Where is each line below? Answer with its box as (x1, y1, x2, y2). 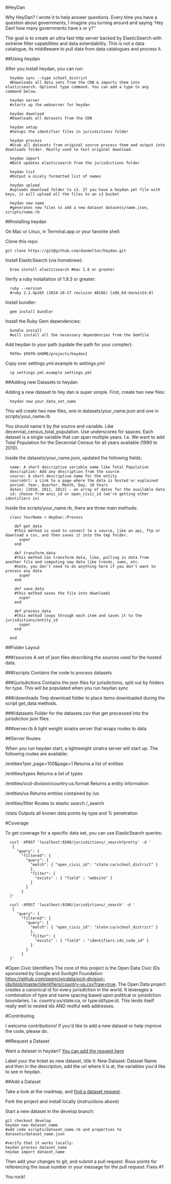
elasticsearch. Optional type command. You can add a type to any (5, 84, 149, 89)
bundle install (10, 328, 42, 333)
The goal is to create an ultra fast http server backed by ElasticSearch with (5, 35, 162, 41)
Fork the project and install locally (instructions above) (5, 1098, 120, 1104)
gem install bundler (10, 309, 53, 314)
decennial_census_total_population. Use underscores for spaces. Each (5, 429, 154, 435)
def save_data (14, 586, 44, 591)
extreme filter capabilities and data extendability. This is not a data (5, 40, 145, 46)
